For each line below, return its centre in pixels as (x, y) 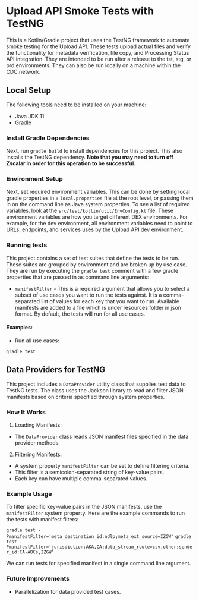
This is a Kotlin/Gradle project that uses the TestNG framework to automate (98, 40)
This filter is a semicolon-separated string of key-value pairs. (89, 472)
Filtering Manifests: (38, 454)
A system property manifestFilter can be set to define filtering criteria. (102, 465)
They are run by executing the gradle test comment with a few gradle (92, 270)
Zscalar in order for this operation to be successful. (71, 163)
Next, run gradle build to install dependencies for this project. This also (94, 151)
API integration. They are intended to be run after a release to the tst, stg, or (99, 59)
